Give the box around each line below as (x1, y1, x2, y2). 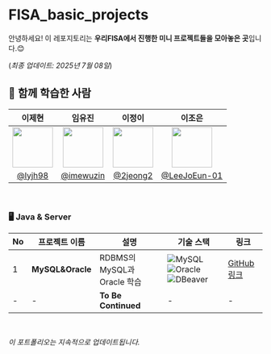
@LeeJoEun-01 (161, 169, 223, 181)
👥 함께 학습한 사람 (8, 86, 91, 100)
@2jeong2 (112, 169, 153, 181)
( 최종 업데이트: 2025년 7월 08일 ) (8, 60, 113, 70)
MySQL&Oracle (31, 264, 92, 275)
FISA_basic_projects (8, 6, 149, 24)
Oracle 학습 (99, 277, 142, 288)
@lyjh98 (16, 169, 49, 181)
